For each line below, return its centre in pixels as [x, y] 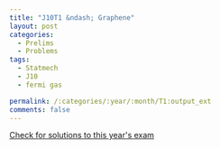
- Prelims [36, 43]
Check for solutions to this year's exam [82, 135]
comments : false [40, 109]
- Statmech [38, 69]
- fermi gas [40, 85]
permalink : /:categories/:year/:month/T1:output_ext [110, 101]
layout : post [34, 26]
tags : [19, 60]
